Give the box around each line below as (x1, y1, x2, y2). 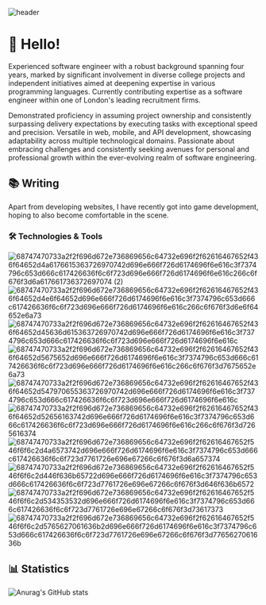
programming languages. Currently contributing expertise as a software (8, 87, 243, 96)
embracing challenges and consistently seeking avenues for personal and (8, 144, 250, 154)
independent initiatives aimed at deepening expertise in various (8, 78, 216, 87)
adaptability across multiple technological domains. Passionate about (8, 136, 235, 145)
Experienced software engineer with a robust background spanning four (8, 61, 245, 71)
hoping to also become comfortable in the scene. (8, 210, 169, 220)
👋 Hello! (8, 36, 61, 53)
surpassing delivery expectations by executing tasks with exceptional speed (8, 119, 258, 129)
